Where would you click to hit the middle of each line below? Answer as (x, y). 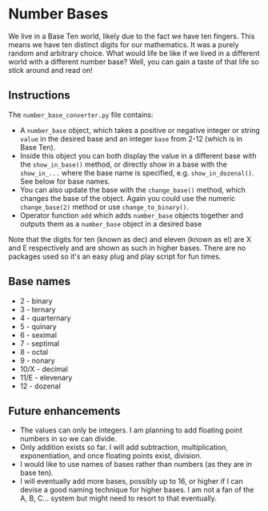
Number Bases (58, 14)
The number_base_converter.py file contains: (81, 115)
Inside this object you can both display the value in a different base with (138, 155)
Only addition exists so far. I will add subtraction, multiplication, (124, 447)
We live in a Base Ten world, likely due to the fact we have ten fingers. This (132, 36)
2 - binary (36, 300)
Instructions (39, 96)
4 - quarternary (45, 318)
